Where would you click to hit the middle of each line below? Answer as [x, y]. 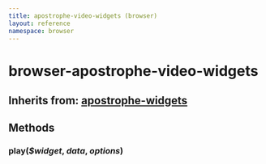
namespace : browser [41, 31]
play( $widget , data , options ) [66, 151]
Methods [32, 128]
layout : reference [39, 23]
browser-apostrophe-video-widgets [133, 71]
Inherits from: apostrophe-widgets [98, 101]
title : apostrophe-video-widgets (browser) [83, 16]
